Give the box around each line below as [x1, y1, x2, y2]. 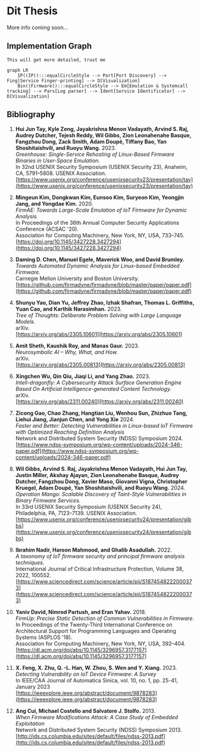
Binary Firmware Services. [15, 497, 81, 504]
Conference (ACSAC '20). [15, 225, 79, 233]
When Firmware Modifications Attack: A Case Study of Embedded [15, 713, 179, 720]
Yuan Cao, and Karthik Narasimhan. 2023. [15, 305, 122, 312]
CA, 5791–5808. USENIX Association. [15, 170, 107, 177]
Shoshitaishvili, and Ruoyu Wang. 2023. [15, 144, 117, 151]
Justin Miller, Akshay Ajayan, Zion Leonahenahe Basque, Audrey [15, 471, 179, 478]
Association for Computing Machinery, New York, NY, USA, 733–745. [15, 231, 185, 239]
